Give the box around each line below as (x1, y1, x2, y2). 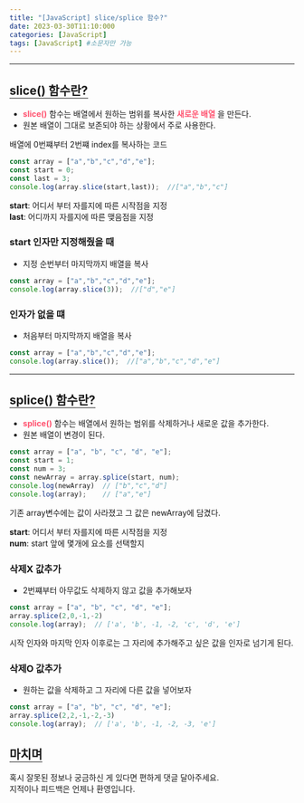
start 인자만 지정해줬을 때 (9, 236, 115, 249)
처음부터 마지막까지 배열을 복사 (22, 330, 132, 340)
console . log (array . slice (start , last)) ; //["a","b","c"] (9, 182, 229, 191)
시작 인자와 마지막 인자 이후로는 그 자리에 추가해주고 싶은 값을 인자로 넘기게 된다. (9, 637, 294, 648)
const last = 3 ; (9, 174, 71, 183)
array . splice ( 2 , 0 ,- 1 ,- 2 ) (9, 611, 103, 620)
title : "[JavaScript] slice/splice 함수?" (9, 13, 168, 23)
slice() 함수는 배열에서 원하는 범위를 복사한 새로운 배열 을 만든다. (22, 109, 252, 119)
